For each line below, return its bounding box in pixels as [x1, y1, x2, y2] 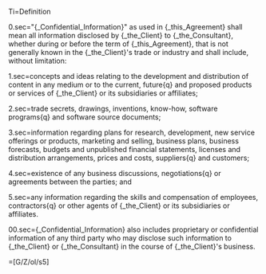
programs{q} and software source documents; [8, 112, 161, 122]
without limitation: [8, 56, 67, 65]
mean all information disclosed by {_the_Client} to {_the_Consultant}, [8, 31, 234, 40]
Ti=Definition [8, 7, 51, 16]
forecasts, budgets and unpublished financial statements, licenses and [8, 145, 241, 154]
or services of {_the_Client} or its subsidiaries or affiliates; [8, 88, 198, 98]
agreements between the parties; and [8, 177, 132, 186]
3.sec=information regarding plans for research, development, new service [8, 127, 256, 137]
